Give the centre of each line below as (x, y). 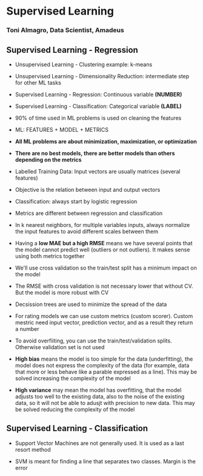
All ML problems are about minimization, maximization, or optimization (106, 141)
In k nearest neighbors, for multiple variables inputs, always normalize (102, 225)
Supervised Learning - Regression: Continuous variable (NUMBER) (98, 94)
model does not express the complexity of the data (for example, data (102, 365)
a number (27, 328)
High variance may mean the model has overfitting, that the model (98, 390)
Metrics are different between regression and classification (89, 213)
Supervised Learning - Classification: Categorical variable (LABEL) (98, 106)
